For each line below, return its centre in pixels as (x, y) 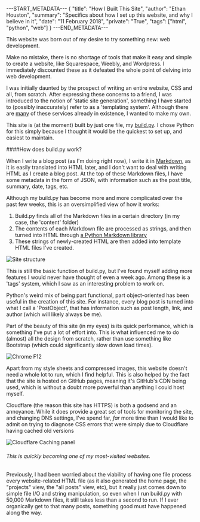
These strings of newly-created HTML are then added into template (98, 241)
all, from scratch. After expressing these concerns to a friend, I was (89, 94)
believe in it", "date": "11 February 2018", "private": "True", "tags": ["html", (96, 21)
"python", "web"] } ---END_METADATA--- (57, 28)
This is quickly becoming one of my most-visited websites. (79, 456)
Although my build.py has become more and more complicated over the (95, 198)
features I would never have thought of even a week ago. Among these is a (98, 277)
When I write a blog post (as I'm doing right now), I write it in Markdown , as (99, 161)
